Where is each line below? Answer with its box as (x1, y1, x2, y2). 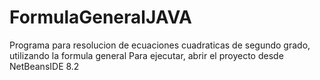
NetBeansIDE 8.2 (9, 60, 80, 72)
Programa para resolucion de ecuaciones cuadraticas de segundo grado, (9, 39, 311, 51)
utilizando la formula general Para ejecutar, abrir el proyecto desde (9, 49, 284, 61)
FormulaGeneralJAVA (9, 6, 193, 29)
